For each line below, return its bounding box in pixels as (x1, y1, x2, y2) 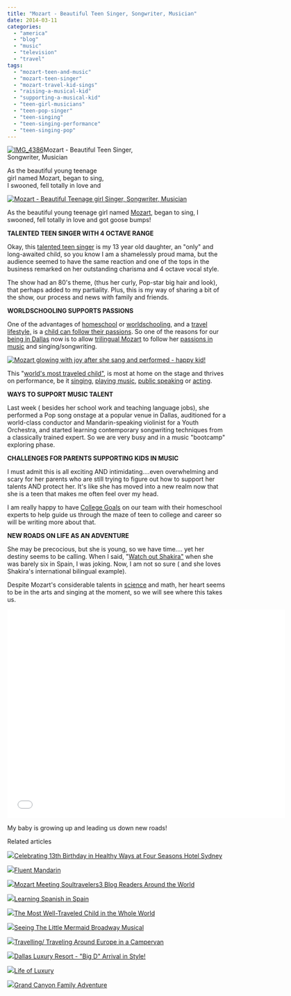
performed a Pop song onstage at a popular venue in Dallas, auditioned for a (7, 411, 226, 420)
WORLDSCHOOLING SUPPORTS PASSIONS (7, 307, 134, 315)
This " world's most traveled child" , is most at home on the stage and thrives (7, 370, 224, 378)
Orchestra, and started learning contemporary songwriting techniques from (7, 426, 224, 434)
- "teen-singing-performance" (13, 120, 101, 127)
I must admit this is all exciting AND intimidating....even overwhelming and (7, 468, 219, 476)
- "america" (13, 29, 49, 37)
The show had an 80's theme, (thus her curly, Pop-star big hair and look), (7, 278, 217, 287)
